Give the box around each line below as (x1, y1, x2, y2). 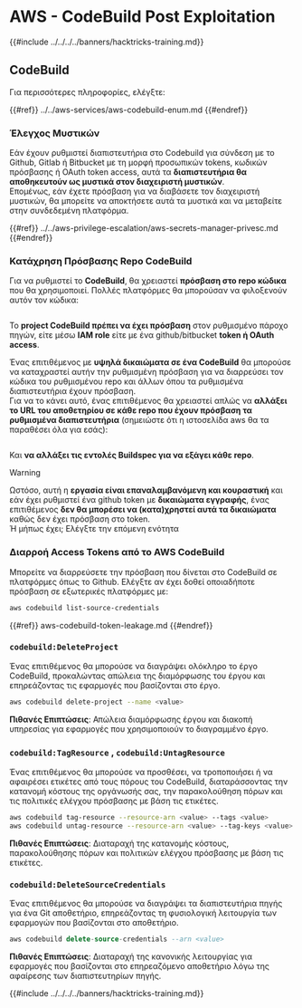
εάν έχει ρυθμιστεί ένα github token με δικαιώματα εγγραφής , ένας (9, 494, 269, 505)
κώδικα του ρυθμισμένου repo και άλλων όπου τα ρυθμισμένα (9, 376, 244, 387)
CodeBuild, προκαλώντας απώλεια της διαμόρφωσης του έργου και (9, 670, 266, 681)
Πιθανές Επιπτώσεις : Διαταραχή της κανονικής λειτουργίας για (9, 951, 253, 962)
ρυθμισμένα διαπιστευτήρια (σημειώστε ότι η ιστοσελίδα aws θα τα (9, 415, 269, 426)
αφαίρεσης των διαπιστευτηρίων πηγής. (9, 970, 162, 981)
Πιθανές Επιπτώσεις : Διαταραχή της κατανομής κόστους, (9, 838, 229, 849)
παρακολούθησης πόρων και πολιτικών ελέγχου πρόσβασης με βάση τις (9, 847, 284, 858)
